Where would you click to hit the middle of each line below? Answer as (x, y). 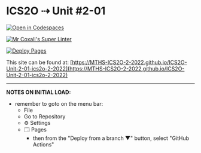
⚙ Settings (37, 123)
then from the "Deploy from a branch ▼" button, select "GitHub (111, 138)
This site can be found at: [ (39, 62)
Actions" (43, 144)
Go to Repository (45, 116)
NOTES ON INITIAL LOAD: (39, 92)
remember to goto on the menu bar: (59, 103)
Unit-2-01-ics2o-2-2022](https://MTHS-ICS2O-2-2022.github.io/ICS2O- (95, 68)
